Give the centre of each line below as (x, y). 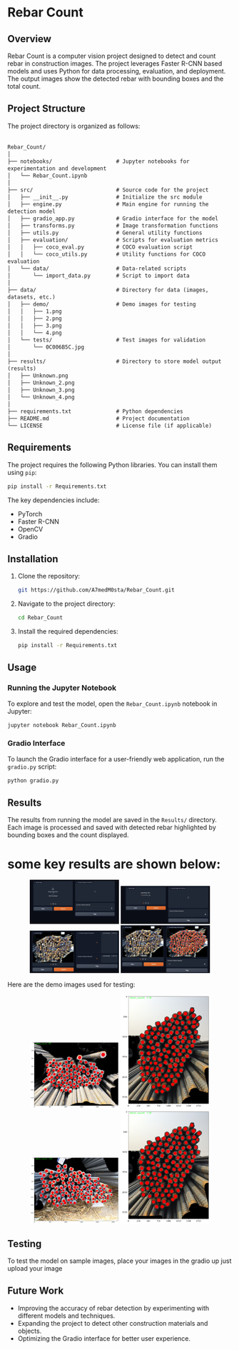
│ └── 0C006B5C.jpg (46, 347)
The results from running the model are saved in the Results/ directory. (112, 820)
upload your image (35, 1268)
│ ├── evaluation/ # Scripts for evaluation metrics (113, 240)
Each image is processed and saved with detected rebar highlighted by (112, 827)
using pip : (22, 472)
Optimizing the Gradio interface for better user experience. (104, 1338)
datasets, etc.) (31, 297)
